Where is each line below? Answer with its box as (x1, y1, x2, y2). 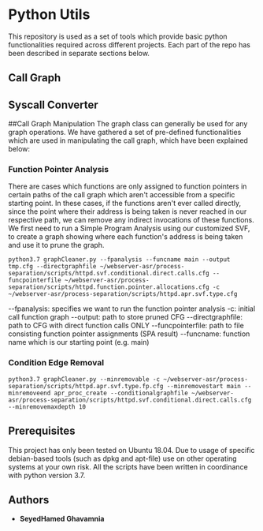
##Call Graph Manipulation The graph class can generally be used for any (8, 119, 248, 129)
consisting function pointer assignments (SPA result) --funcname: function (8, 329, 250, 338)
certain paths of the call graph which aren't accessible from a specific (8, 190, 235, 200)
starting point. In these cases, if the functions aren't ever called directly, (8, 199, 242, 208)
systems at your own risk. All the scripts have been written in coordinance (8, 462, 248, 471)
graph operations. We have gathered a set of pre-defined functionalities (8, 128, 242, 137)
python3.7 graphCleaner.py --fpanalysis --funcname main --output (8, 256, 231, 264)
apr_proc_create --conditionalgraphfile (54, 389, 189, 397)
